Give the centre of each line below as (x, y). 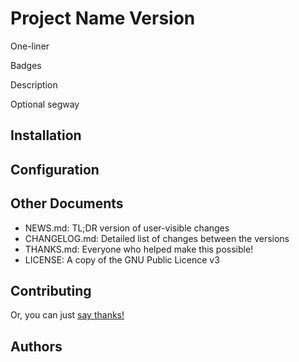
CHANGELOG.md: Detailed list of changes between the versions (157, 238)
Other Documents (67, 203)
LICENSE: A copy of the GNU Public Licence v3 (122, 259)
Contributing (51, 290)
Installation (46, 135)
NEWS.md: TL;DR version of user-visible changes (127, 228)
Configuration (55, 169)
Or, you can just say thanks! (67, 315)
